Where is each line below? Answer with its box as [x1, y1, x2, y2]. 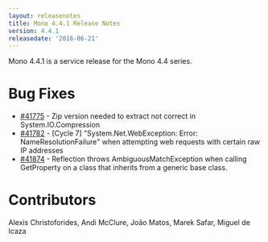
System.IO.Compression [19, 120, 101, 130]
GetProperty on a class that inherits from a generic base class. [19, 163, 228, 173]
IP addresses [19, 146, 64, 156]
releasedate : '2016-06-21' [8, 34, 99, 43]
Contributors [8, 191, 97, 210]
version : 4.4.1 [8, 27, 60, 35]
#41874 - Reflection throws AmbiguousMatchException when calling [19, 154, 247, 164]
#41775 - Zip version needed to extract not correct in [19, 111, 196, 121]
